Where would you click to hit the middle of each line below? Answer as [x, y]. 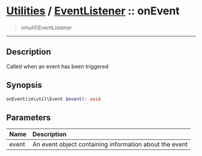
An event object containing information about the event [110, 145]
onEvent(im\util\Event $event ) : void [54, 99]
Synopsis [24, 85]
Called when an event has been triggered [57, 66]
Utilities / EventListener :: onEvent [93, 11]
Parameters [29, 117]
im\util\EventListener [46, 27]
